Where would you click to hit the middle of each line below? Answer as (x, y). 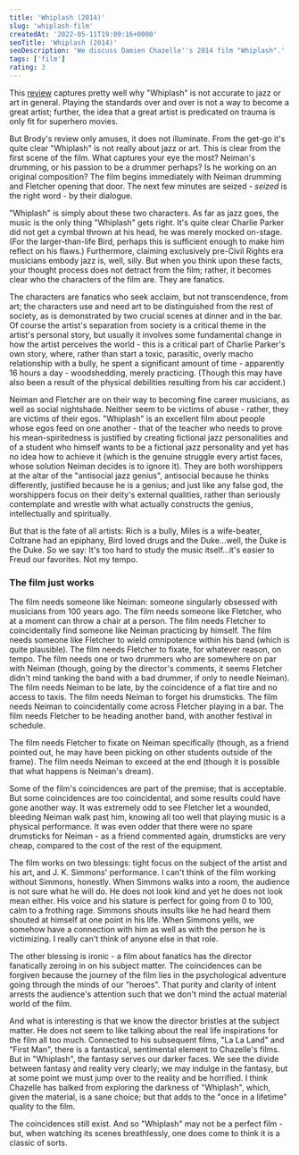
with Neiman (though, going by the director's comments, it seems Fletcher (146, 669)
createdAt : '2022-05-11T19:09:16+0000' (83, 34)
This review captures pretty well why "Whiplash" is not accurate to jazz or (145, 93)
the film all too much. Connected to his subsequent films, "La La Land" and (147, 1040)
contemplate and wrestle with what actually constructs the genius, (131, 504)
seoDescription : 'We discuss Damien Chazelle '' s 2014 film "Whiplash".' (147, 51)
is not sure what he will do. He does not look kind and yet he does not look (146, 891)
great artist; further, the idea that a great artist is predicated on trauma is (142, 112)
